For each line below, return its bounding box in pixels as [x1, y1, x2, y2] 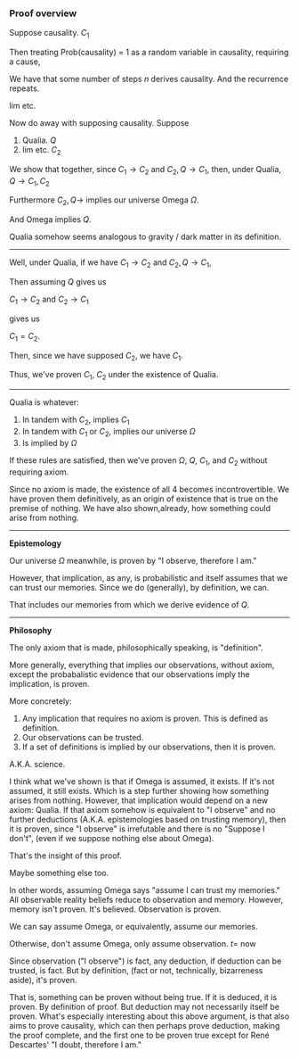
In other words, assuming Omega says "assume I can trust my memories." [9, 884, 280, 895]
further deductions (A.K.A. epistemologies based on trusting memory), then [9, 814, 287, 824]
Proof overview [9, 7, 77, 20]
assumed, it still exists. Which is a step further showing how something [9, 785, 270, 796]
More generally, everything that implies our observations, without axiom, [9, 659, 275, 670]
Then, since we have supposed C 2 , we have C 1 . [9, 350, 184, 363]
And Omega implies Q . [9, 214, 92, 225]
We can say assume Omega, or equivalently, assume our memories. [9, 921, 258, 931]
